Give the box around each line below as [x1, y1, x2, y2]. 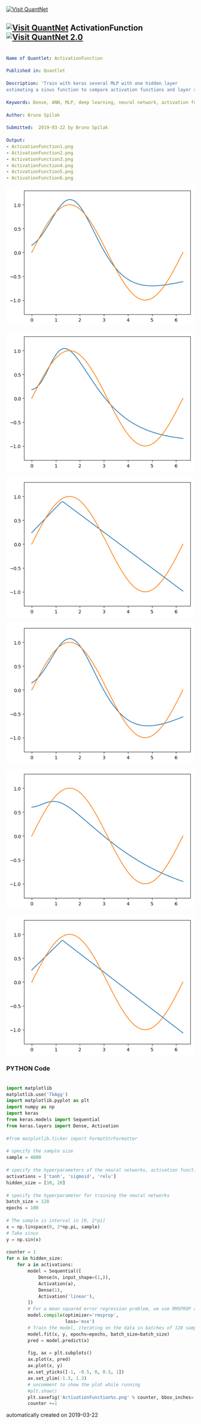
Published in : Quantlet [6, 68, 66, 74]
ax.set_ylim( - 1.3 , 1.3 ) [28, 1375, 87, 1382]
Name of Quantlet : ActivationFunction [6, 55, 103, 61]
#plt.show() [28, 1388, 58, 1394]
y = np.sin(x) [6, 1236, 42, 1243]
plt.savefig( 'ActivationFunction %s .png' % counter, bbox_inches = [28, 1394, 194, 1400]
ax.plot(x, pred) [28, 1356, 71, 1362]
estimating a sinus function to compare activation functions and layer [6, 87, 191, 93]
